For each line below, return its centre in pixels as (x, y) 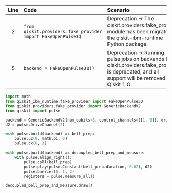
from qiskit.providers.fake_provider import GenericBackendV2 (73, 106)
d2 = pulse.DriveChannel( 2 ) (35, 125)
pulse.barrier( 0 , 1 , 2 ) (49, 172)
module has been (128, 31)
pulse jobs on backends (136, 59)
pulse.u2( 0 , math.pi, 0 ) (41, 139)
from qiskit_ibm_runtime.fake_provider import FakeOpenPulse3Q (74, 101)
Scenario (118, 10)
